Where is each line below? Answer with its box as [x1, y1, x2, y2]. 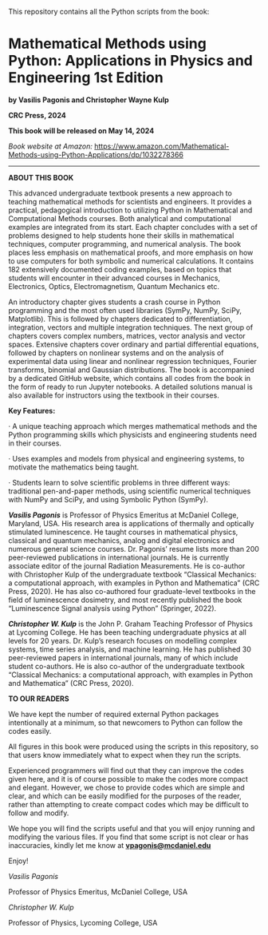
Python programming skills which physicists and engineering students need [8, 430, 258, 439]
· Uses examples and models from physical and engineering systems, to [8, 454, 245, 463]
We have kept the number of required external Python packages [8, 709, 219, 719]
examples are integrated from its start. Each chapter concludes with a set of [8, 222, 258, 232]
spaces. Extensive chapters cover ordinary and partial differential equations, [8, 339, 259, 349]
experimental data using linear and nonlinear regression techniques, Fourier [8, 356, 258, 366]
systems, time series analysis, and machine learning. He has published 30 [8, 644, 251, 654]
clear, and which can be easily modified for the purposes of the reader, [8, 790, 242, 801]
